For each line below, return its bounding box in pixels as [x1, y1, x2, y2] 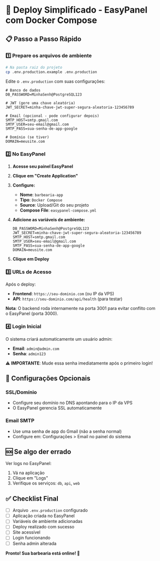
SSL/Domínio [5, 388, 37, 395]
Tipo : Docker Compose [19, 197, 63, 203]
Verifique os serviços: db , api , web [12, 480, 80, 486]
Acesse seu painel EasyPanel [12, 163, 73, 169]
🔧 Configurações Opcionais [5, 374, 90, 382]
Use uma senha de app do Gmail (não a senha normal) [12, 428, 122, 434]
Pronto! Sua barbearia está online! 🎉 [5, 550, 80, 556]
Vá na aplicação [12, 470, 45, 476]
